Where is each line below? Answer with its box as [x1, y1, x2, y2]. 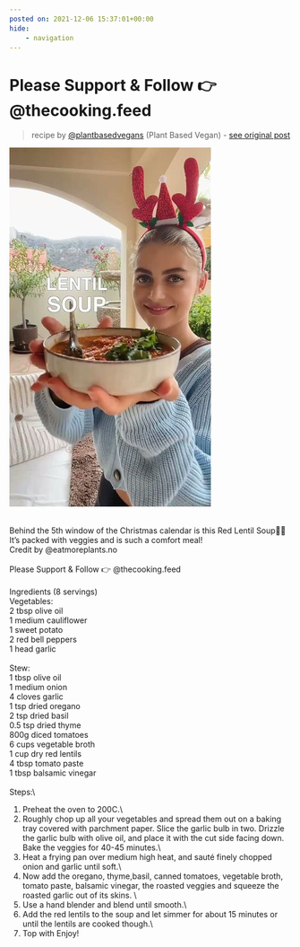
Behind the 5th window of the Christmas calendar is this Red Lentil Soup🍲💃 [9, 525, 287, 536]
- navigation [25, 33, 74, 42]
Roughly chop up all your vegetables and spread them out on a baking [21, 813, 282, 825]
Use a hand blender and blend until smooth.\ [21, 899, 187, 910]
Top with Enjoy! [21, 928, 80, 939]
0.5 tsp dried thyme [9, 720, 81, 731]
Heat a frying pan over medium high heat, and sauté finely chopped [21, 852, 273, 863]
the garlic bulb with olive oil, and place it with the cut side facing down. [21, 833, 285, 844]
